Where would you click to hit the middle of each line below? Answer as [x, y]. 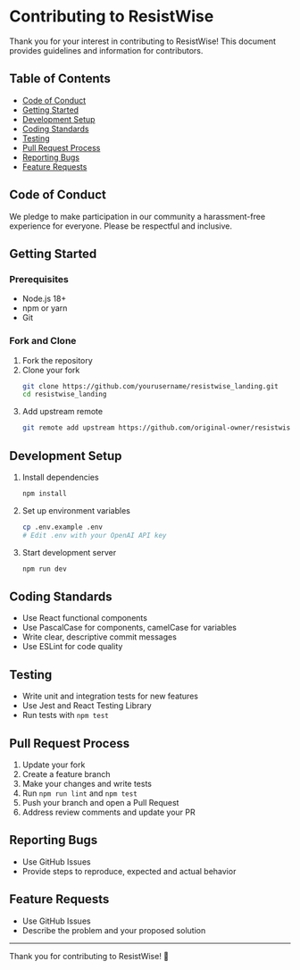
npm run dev [44, 569]
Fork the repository [58, 360]
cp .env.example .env [62, 527]
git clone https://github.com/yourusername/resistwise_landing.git [150, 386]
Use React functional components [84, 618]
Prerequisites [39, 279]
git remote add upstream [68, 428]
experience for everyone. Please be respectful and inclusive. [121, 226]
